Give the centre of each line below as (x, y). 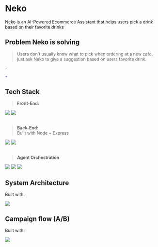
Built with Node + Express (43, 133)
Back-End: (28, 128)
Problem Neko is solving (42, 42)
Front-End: (28, 103)
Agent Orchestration (38, 157)
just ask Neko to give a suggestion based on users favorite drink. (82, 59)
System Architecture (37, 183)
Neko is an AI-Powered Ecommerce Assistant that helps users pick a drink (79, 22)
